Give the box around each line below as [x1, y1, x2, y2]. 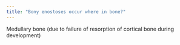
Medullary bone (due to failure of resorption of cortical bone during [6, 25, 175, 32]
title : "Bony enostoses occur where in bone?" [6, 8, 126, 15]
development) [6, 31, 41, 39]
